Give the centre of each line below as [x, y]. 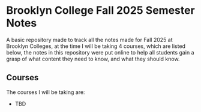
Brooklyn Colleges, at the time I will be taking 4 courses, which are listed [96, 46]
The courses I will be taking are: [46, 92]
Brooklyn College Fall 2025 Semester [100, 10]
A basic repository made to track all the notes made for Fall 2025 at [89, 40]
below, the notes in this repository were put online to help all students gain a [100, 52]
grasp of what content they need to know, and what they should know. [93, 59]
